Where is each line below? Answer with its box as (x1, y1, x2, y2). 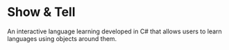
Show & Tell (7, 4, 76, 20)
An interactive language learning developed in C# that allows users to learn (7, 27, 222, 35)
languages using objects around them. (7, 34, 117, 42)
